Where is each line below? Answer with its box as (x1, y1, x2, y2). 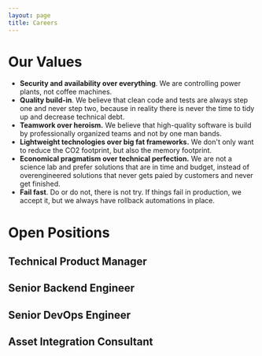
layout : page (8, 11, 51, 20)
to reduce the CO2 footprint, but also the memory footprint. (19, 146, 212, 155)
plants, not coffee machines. (19, 87, 113, 97)
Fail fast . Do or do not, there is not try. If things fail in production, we (19, 187, 242, 197)
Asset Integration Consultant (8, 336, 153, 349)
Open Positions (8, 224, 110, 241)
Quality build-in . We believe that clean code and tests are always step (19, 95, 249, 105)
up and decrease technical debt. (19, 112, 125, 122)
